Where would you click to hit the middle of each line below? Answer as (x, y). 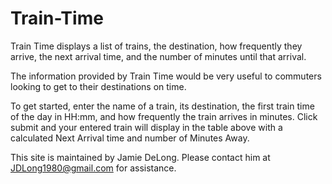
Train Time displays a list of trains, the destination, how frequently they (156, 46)
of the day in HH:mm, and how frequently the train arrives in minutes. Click (164, 116)
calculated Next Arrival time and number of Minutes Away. (130, 138)
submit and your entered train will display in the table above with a (146, 127)
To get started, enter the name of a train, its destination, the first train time (162, 106)
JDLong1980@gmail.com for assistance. (93, 168)
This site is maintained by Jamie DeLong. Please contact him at (140, 157)
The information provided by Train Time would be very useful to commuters (166, 76)
